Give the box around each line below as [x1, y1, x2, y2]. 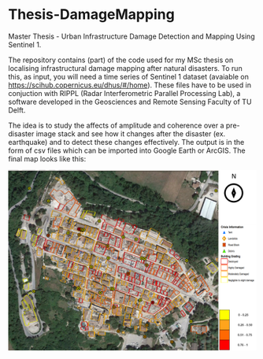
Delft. [8, 105, 26, 115]
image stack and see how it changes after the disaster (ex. [35, 128, 226, 139]
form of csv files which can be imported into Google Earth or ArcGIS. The [8, 146, 246, 155]
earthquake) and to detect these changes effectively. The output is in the [8, 137, 245, 146]
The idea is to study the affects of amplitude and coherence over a [8, 120, 224, 130]
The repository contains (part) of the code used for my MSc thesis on [8, 55, 234, 65]
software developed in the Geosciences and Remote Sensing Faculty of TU [8, 97, 252, 106]
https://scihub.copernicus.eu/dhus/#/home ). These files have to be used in [8, 80, 252, 90]
